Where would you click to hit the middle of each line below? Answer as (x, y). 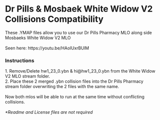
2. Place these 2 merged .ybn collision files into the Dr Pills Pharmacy (74, 81)
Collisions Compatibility (54, 19)
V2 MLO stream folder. (28, 76)
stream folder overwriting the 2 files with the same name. (62, 87)
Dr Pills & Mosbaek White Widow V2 (79, 9)
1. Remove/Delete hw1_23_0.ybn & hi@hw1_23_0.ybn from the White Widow (80, 71)
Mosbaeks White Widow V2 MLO (38, 38)
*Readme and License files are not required (49, 112)
